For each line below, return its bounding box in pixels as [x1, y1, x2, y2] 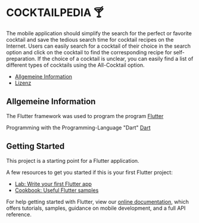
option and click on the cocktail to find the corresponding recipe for [6, 48, 172, 55]
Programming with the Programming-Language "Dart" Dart [6, 124, 151, 131]
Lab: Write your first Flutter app [14, 180, 92, 187]
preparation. [6, 55, 37, 62]
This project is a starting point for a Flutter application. [6, 157, 139, 164]
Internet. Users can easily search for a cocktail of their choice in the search [6, 42, 191, 49]
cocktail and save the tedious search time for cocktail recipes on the [6, 36, 174, 43]
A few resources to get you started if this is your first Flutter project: [6, 169, 173, 176]
